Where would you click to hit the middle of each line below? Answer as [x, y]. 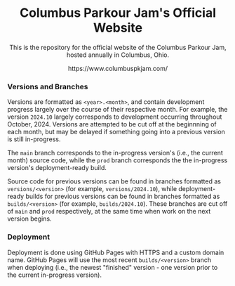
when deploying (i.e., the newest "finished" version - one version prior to [113, 267]
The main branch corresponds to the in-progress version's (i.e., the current [115, 153]
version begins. [29, 219]
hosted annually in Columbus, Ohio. [118, 55]
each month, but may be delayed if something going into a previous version [116, 132]
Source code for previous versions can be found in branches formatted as [114, 181]
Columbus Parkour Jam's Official [118, 13]
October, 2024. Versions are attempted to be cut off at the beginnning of [112, 124]
